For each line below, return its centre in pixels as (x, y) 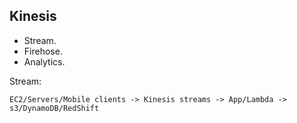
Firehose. (43, 51)
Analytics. (44, 61)
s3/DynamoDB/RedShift (54, 108)
